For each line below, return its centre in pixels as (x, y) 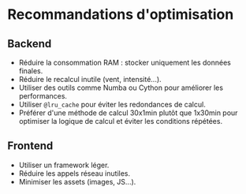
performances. (43, 96)
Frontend (30, 146)
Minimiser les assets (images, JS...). (77, 181)
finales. (31, 71)
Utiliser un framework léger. (64, 165)
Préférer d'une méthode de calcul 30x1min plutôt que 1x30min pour (128, 113)
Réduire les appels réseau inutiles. (75, 173)
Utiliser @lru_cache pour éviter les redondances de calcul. (112, 104)
